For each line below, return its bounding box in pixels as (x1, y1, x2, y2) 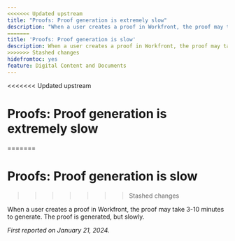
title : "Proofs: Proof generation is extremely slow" (7, 17, 168, 24)
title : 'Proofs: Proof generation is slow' (7, 36, 136, 43)
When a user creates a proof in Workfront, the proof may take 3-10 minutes (7, 205, 225, 213)
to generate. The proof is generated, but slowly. (7, 212, 145, 221)
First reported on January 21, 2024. (7, 226, 110, 234)
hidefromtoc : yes (7, 56, 58, 63)
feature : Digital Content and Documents (7, 62, 127, 69)
